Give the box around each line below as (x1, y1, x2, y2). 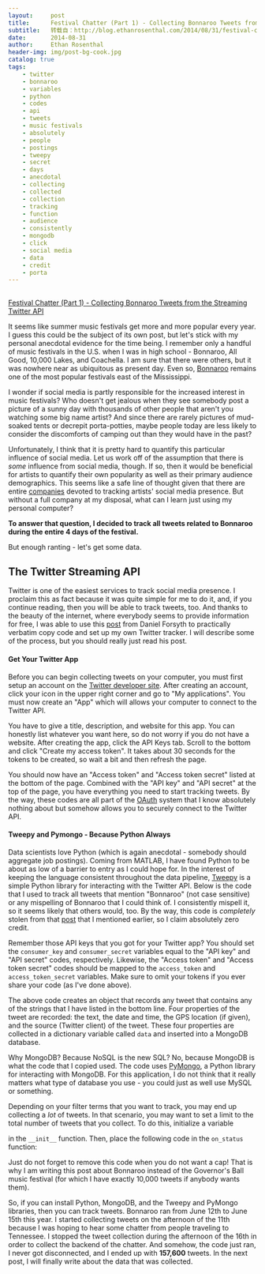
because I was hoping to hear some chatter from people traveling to (8, 1223, 230, 1232)
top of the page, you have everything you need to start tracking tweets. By (8, 787, 250, 796)
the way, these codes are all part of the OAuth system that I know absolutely (8, 795, 256, 804)
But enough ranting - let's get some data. (8, 542, 142, 551)
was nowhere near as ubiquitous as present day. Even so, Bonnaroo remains (8, 363, 256, 373)
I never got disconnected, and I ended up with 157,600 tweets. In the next (8, 1248, 248, 1257)
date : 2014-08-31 (8, 33, 87, 42)
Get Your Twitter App (8, 655, 79, 664)
